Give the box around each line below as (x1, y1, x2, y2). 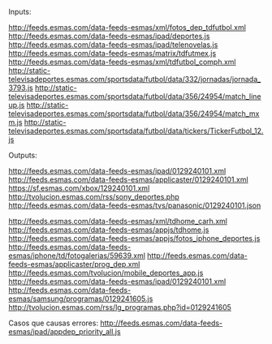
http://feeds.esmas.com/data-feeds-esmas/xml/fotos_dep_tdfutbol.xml (8, 23, 246, 32)
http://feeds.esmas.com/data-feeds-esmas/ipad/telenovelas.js (8, 40, 218, 49)
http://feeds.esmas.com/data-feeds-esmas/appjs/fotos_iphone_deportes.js (8, 234, 261, 243)
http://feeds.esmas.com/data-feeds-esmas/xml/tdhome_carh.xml (8, 217, 227, 226)
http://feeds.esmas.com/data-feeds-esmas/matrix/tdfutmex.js (8, 49, 217, 58)
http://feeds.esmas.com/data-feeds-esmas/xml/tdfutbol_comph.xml (8, 57, 236, 67)
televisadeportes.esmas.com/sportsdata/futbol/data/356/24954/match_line (8, 92, 261, 101)
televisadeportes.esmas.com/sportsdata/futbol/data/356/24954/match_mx (8, 109, 260, 118)
